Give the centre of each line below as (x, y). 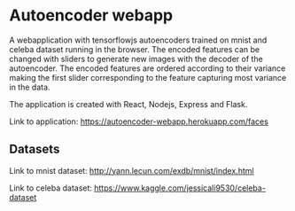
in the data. (30, 87)
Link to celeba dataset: (51, 188)
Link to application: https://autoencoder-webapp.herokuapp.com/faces (139, 121)
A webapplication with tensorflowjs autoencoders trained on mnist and (138, 40)
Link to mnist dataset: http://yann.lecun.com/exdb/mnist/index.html (132, 170)
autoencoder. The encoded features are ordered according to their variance (147, 68)
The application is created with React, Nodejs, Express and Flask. (128, 104)
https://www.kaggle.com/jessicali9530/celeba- (180, 188)
